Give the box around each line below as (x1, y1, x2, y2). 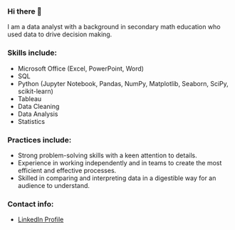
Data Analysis (17, 110, 58, 118)
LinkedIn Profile (17, 215, 64, 224)
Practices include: (7, 135, 72, 145)
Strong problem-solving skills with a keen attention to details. (17, 151, 197, 160)
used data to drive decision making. (7, 30, 113, 38)
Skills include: (7, 48, 57, 58)
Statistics (17, 117, 46, 125)
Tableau (17, 94, 42, 103)
